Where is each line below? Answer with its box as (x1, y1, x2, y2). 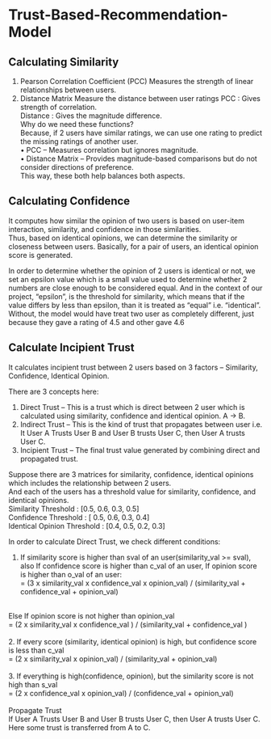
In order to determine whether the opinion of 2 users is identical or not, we (8, 265, 256, 276)
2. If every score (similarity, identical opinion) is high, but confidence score (8, 636, 257, 646)
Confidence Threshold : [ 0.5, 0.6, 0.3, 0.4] (8, 512, 150, 522)
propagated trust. (19, 454, 79, 463)
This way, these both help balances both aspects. (19, 171, 186, 180)
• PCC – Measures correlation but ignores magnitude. (19, 146, 199, 154)
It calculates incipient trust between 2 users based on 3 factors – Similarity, (8, 362, 258, 372)
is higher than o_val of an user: (19, 569, 123, 579)
